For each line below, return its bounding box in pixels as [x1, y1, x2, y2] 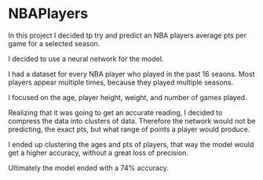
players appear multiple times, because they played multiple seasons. [8, 77, 234, 87]
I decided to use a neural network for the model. [8, 54, 164, 63]
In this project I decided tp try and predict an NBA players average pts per [8, 31, 247, 40]
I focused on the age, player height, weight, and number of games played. [8, 92, 247, 102]
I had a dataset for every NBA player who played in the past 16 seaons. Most [8, 69, 255, 78]
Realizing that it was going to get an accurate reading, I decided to [8, 107, 223, 117]
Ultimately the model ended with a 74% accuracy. [8, 163, 169, 172]
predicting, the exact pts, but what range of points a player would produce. [8, 124, 250, 134]
